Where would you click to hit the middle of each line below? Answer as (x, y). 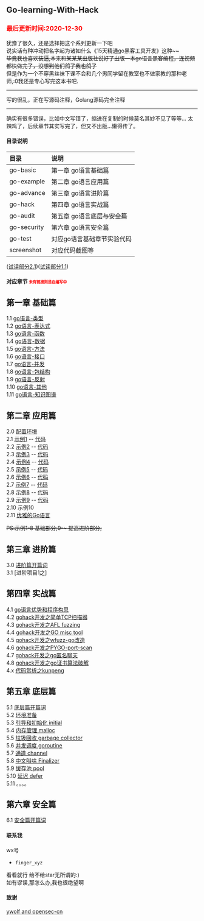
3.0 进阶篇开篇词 (27, 565)
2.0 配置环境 (22, 431)
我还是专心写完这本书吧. (48, 81)
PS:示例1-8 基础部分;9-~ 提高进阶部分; (54, 528)
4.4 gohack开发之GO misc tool (45, 632)
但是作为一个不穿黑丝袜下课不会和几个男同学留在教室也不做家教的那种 (94, 73)
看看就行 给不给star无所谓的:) (43, 875)
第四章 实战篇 (31, 594)
